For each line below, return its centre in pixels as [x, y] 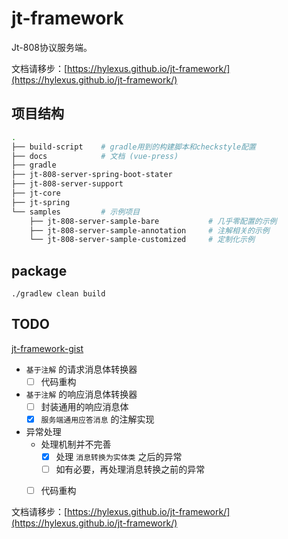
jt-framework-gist [47, 348]
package [39, 270]
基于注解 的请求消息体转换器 [81, 369]
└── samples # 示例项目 [76, 212]
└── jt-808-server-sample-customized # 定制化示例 [142, 240]
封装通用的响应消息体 [84, 406]
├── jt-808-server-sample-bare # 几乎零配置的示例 [153, 221]
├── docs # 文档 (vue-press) [95, 156]
